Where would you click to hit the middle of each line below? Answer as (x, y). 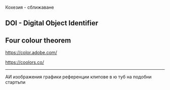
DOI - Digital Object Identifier (52, 23)
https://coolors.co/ (25, 62)
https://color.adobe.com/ (31, 53)
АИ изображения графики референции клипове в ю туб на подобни (78, 77)
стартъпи (15, 82)
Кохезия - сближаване (30, 7)
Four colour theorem (38, 40)
